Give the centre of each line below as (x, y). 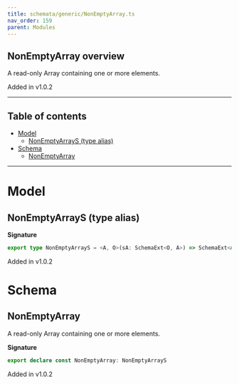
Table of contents (47, 116)
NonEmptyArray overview (66, 56)
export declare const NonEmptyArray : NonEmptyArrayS (87, 360)
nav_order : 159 (30, 21)
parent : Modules (31, 27)
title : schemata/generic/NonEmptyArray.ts (71, 14)
